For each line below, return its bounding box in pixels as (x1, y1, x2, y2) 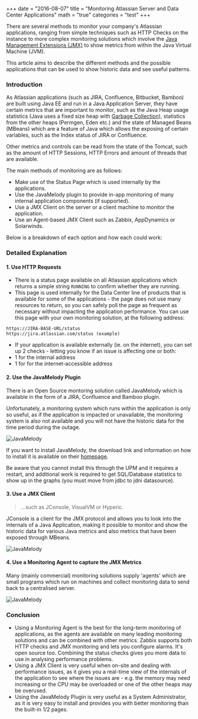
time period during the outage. (6, 423, 81, 431)
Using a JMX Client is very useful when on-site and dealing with (14, 662, 171, 669)
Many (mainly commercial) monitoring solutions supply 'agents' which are (6, 572, 186, 579)
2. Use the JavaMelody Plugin (6, 374, 81, 381)
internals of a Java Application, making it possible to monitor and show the (6, 521, 188, 528)
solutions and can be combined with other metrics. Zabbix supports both (14, 637, 192, 644)
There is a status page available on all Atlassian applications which (14, 276, 177, 283)
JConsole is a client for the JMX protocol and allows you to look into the (6, 515, 181, 522)
